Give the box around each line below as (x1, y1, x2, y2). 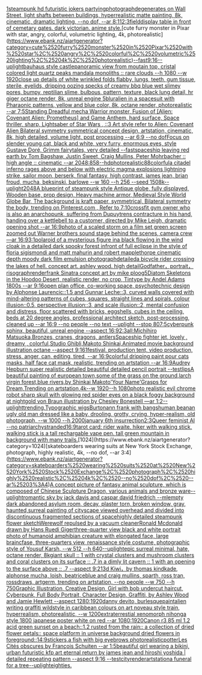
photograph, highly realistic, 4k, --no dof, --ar (6, 449, 120, 456)
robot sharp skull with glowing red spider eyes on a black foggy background (6, 391, 195, 398)
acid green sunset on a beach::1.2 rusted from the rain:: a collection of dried (6, 623, 194, 630)
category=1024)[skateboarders (6, 443, 84, 449)
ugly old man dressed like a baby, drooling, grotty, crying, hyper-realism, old (6, 411, 195, 417)
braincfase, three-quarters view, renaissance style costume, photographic (6, 539, 190, 546)
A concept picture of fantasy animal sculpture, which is (49, 481, 186, 488)
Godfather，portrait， (139, 263, 194, 269)
